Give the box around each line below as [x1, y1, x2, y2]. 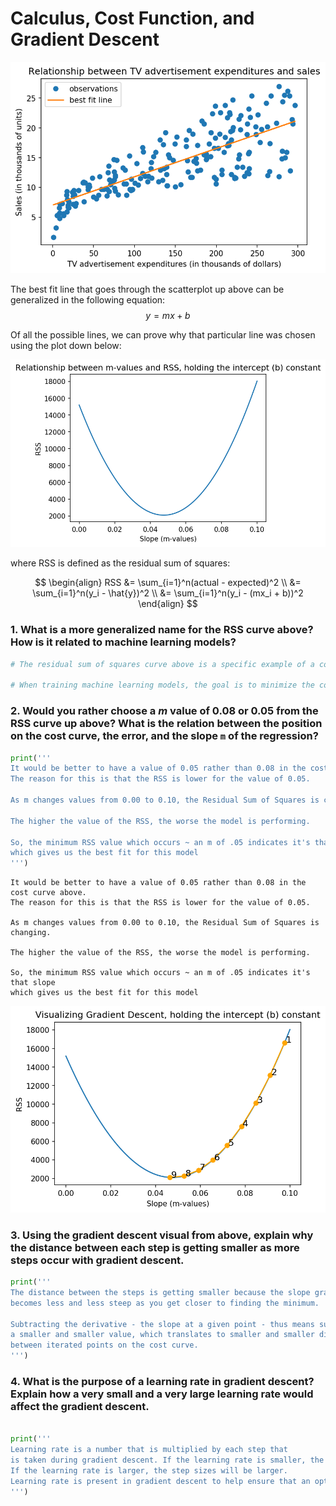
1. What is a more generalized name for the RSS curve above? [10, 623, 314, 637]
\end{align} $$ [138, 598, 198, 610]
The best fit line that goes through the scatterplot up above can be [10, 283, 285, 296]
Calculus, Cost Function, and [10, 7, 255, 30]
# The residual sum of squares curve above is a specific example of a [10, 659, 315, 669]
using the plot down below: [10, 340, 122, 352]
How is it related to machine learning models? [10, 635, 237, 649]
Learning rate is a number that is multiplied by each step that [10, 1445, 288, 1455]
